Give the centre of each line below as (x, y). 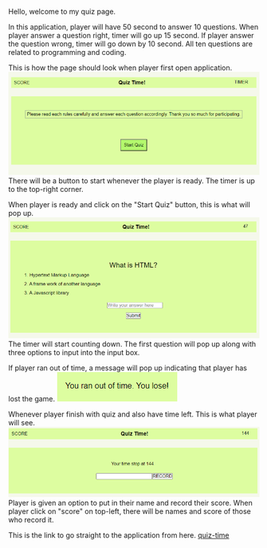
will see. (22, 422)
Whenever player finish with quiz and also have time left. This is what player (133, 414)
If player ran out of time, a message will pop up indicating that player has (128, 368)
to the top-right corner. (46, 190)
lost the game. (32, 398)
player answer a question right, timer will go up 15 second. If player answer (131, 35)
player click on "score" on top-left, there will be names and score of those (130, 511)
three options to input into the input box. (74, 352)
